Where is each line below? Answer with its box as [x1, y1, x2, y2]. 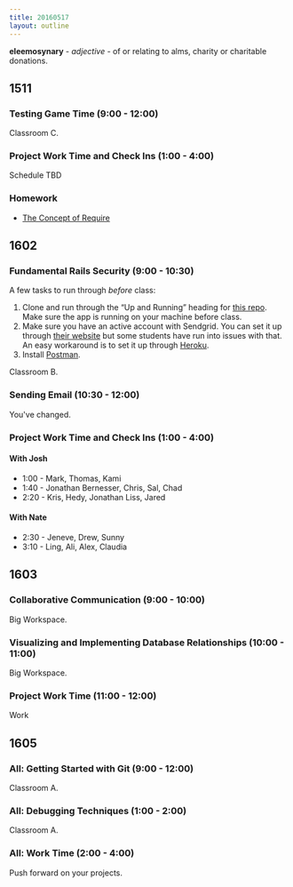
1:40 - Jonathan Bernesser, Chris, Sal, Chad [21, 482, 183, 493]
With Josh [9, 453, 48, 464]
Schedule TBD [9, 170, 62, 180]
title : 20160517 [9, 12, 69, 22]
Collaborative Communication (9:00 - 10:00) [9, 594, 206, 606]
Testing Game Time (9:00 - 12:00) [9, 108, 159, 120]
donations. [9, 55, 49, 66]
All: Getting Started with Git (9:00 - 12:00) [9, 762, 194, 774]
